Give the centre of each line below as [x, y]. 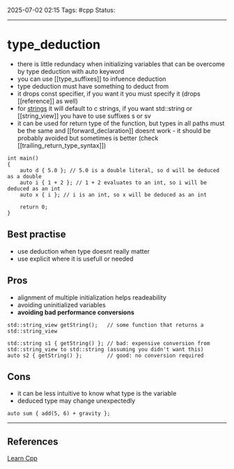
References [33, 441]
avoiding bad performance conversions [76, 312]
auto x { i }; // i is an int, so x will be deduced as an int [114, 194]
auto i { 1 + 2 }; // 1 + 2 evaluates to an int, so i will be [114, 183]
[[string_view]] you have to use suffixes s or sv [84, 116]
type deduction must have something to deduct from [93, 86]
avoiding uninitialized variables [61, 305]
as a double [24, 176]
